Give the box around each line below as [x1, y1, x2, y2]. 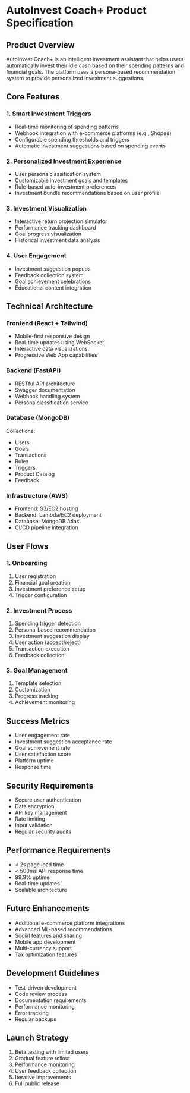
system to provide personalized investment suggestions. [6, 75, 144, 81]
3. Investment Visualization [6, 204, 87, 212]
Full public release [14, 1080, 60, 1087]
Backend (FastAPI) [6, 366, 61, 375]
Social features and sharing [14, 932, 82, 939]
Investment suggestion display [14, 633, 90, 640]
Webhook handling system [14, 392, 80, 400]
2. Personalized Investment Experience [6, 157, 122, 165]
